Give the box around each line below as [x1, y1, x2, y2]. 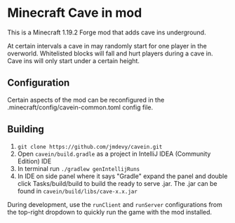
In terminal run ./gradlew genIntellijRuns [17, 164, 140, 173]
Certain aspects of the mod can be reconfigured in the [7, 95, 165, 104]
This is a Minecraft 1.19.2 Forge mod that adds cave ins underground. [7, 28, 206, 36]
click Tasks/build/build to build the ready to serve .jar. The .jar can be [17, 179, 217, 187]
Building [7, 123, 44, 135]
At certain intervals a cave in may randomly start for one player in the [7, 41, 207, 50]
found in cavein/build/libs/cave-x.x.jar [17, 187, 138, 195]
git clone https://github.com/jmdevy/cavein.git [17, 143, 163, 150]
